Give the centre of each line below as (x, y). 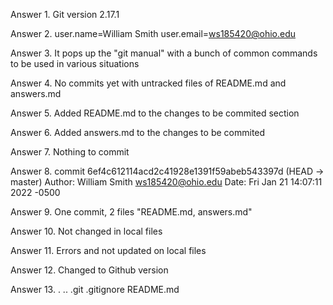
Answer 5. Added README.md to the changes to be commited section (155, 113)
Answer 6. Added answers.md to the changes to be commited (138, 132)
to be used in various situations (75, 63)
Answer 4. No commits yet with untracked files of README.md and (148, 83)
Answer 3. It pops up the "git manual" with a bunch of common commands (164, 53)
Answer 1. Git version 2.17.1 (65, 14)
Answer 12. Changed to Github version (89, 270)
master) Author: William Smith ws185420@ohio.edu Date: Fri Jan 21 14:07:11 (166, 182)
